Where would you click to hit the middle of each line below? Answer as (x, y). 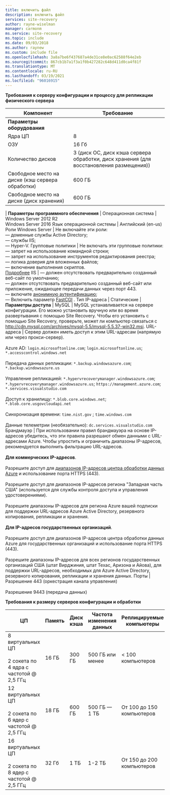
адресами (16, 441)
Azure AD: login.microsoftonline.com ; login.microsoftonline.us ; (74, 348)
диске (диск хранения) (36, 201)
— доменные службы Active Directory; (47, 235)
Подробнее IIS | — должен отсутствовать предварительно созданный (81, 272)
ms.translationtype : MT (30, 66)
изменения (102, 621)
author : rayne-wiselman (30, 24)
